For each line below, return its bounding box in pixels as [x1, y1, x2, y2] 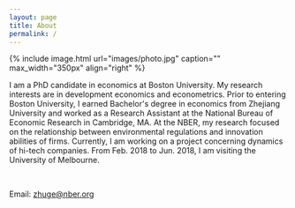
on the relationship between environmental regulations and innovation [9, 127, 263, 137]
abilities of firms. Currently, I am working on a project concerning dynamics [9, 136, 284, 146]
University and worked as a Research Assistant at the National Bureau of [9, 108, 274, 119]
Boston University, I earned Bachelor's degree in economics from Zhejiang [9, 99, 281, 109]
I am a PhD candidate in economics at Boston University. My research [9, 80, 263, 91]
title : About [9, 21, 57, 30]
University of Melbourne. [9, 155, 100, 166]
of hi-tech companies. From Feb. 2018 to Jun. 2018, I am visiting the [9, 145, 256, 156]
